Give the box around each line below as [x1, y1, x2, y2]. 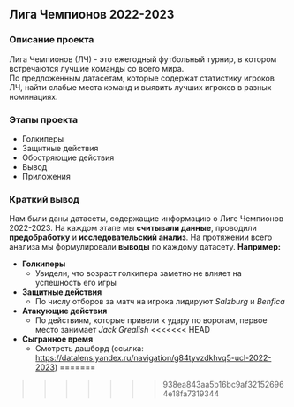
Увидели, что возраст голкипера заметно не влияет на [34, 268, 243, 279]
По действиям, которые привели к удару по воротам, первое [34, 315, 268, 326]
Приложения [21, 171, 71, 181]
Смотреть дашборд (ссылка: [34, 343, 144, 354]
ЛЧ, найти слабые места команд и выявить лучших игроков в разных [9, 81, 272, 92]
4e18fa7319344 [162, 388, 219, 399]
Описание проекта [9, 34, 94, 46]
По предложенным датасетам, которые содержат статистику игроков [9, 73, 275, 83]
